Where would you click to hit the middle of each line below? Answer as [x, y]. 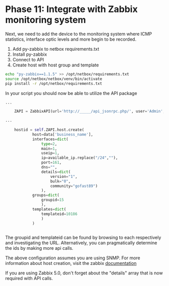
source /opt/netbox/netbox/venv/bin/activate [54, 79]
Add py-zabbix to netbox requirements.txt [56, 49]
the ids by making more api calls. [39, 248]
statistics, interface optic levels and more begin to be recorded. [71, 39]
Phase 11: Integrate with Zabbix [71, 9]
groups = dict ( [46, 195]
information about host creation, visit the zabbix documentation [71, 263]
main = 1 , [49, 149]
